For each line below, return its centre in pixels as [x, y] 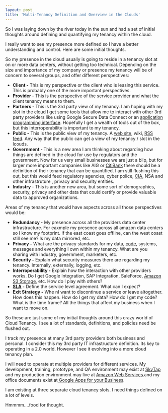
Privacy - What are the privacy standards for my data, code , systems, [85, 244]
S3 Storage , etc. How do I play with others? [57, 281]
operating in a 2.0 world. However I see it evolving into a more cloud [76, 349]
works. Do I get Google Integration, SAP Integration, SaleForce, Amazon [87, 276]
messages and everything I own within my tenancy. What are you [80, 249]
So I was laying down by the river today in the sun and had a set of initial [80, 29]
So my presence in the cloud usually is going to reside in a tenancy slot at [81, 59]
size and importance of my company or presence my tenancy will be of [79, 70]
